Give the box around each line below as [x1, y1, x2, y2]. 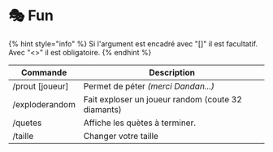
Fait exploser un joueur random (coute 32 [83, 93, 242, 105]
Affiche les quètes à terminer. [83, 117, 197, 128]
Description [149, 67, 196, 78]
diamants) [83, 103, 122, 115]
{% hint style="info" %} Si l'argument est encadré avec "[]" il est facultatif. [8, 38, 258, 49]
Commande [21, 67, 67, 78]
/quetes [12, 117, 42, 128]
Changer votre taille [83, 130, 158, 141]
